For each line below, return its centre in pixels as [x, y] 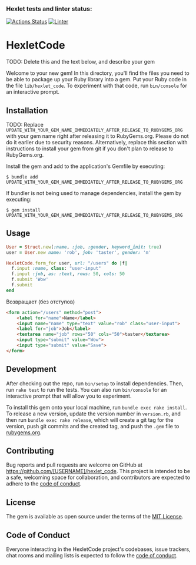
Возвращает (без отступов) [41, 302]
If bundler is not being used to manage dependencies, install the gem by [94, 193]
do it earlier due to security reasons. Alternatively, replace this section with [97, 143]
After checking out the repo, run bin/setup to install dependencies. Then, [95, 383]
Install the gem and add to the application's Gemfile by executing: [86, 166]
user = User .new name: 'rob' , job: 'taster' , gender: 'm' [79, 252]
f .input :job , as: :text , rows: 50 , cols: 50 [68, 274]
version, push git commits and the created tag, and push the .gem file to [93, 426]
